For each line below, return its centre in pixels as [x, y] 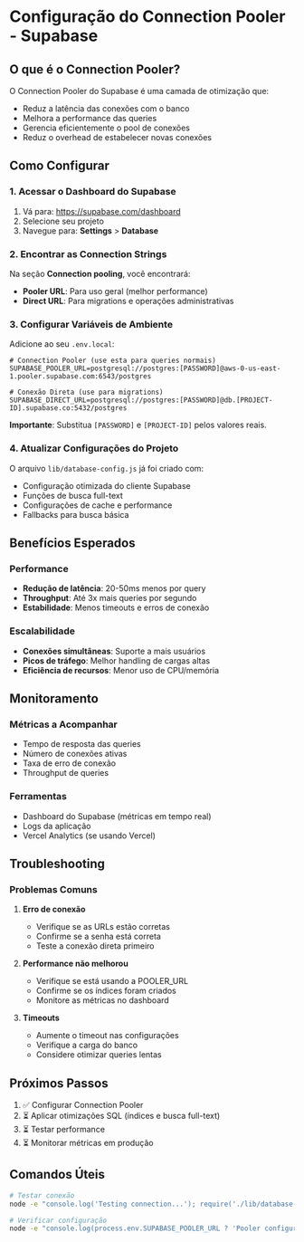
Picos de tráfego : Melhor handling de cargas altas [116, 660]
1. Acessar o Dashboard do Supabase [93, 192]
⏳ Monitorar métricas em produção [88, 1143]
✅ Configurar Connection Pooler [83, 1105]
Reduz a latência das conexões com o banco [106, 109]
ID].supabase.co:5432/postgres [68, 408]
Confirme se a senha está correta [98, 936]
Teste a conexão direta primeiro [95, 946]
